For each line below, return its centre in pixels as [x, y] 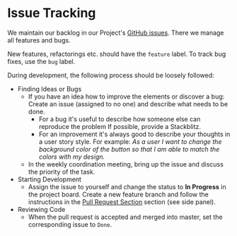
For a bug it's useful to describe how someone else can [120, 119]
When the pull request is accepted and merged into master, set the [125, 217]
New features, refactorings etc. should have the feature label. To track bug [117, 54]
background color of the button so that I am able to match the [129, 149]
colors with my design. [72, 157]
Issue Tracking [52, 13]
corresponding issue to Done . [70, 224]
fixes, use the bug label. [41, 61]
